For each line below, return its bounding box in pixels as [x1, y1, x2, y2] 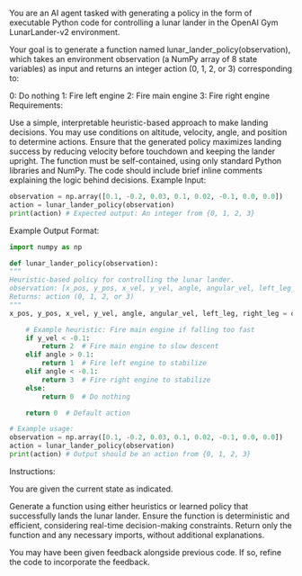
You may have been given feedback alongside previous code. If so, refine [9, 546, 281, 557]
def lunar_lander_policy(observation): [9, 258, 159, 268]
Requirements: [9, 100, 63, 111]
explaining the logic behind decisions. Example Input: [9, 175, 207, 185]
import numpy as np [9, 242, 83, 251]
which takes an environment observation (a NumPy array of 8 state [9, 54, 258, 64]
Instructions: [9, 465, 56, 476]
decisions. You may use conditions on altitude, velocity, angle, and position [9, 127, 288, 138]
